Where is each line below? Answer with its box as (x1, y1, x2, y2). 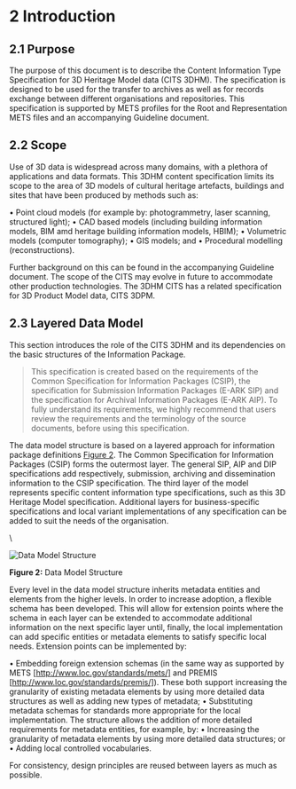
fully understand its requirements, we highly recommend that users (30, 404, 277, 414)
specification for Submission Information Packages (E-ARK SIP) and (30, 384, 279, 396)
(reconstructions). (9, 244, 75, 255)
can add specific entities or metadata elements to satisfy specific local (9, 631, 268, 642)
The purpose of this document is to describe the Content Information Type (9, 65, 282, 75)
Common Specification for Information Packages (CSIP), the (30, 375, 251, 386)
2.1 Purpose (9, 42, 75, 57)
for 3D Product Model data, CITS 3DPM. (9, 290, 156, 301)
